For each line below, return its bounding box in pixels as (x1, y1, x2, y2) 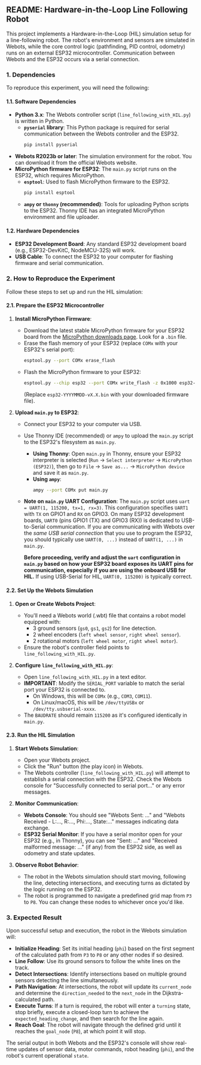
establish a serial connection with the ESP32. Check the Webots (23, 776, 182, 783)
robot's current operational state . (6, 1052, 89, 1060)
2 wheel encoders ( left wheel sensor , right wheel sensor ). (32, 630, 181, 638)
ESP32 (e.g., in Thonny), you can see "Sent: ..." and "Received (23, 837, 178, 844)
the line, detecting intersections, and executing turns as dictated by (23, 879, 190, 886)
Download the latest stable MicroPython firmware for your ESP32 (23, 327, 185, 334)
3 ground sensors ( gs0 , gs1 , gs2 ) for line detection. (32, 624, 157, 632)
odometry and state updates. (23, 849, 96, 856)
